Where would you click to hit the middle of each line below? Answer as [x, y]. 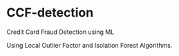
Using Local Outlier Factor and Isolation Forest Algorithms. [89, 45]
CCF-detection [50, 13]
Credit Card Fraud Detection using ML [60, 32]
